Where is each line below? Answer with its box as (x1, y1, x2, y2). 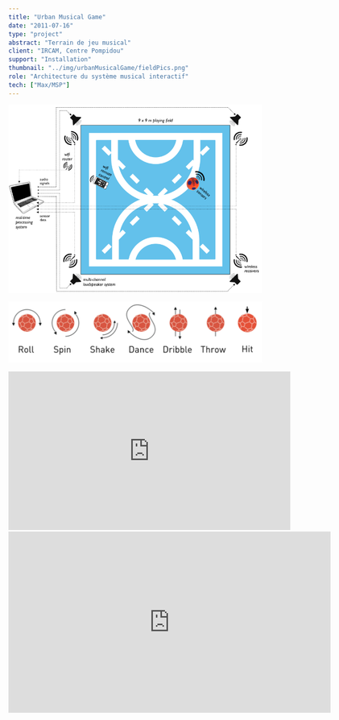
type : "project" (8, 30, 63, 38)
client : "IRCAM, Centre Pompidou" (8, 47, 125, 56)
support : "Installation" (8, 56, 92, 64)
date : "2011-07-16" (8, 21, 74, 30)
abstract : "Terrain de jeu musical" (8, 39, 131, 47)
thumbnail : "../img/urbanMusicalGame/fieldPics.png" (8, 64, 189, 72)
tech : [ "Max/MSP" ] (8, 81, 70, 89)
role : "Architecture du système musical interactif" (8, 72, 189, 81)
